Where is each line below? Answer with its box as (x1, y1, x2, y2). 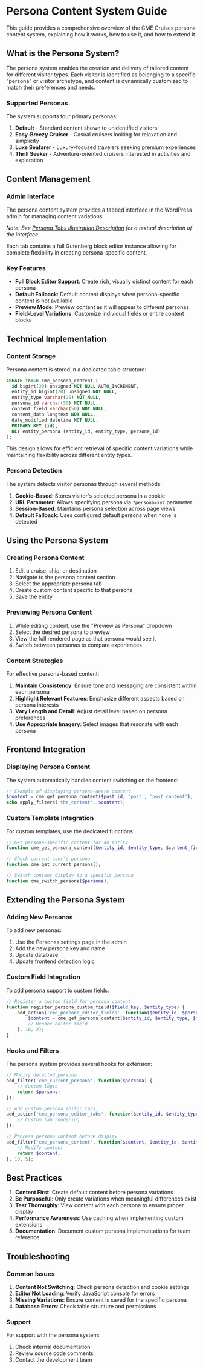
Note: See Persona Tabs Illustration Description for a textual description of (6, 224, 192, 231)
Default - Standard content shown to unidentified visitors (14, 124, 158, 132)
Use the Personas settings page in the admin (14, 938, 127, 946)
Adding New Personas (6, 913, 73, 922)
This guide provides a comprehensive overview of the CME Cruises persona (6, 24, 196, 32)
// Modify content (17, 1144, 63, 1151)
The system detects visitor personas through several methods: (6, 480, 162, 487)
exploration (14, 156, 43, 164)
